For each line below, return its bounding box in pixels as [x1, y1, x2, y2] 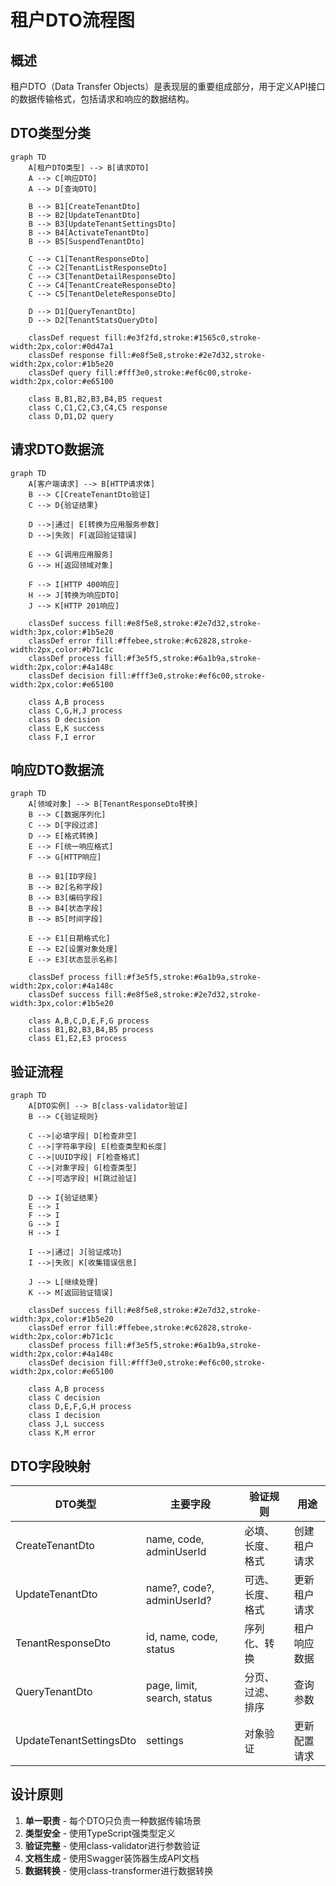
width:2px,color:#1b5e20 [10, 359, 114, 369]
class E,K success [28, 723, 105, 733]
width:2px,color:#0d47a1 [10, 341, 114, 351]
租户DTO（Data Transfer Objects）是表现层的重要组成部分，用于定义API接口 [10, 81, 326, 92]
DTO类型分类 [10, 125, 92, 142]
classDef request [28, 332, 101, 343]
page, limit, [146, 1679, 198, 1693]
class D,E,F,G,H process [28, 1402, 132, 1412]
